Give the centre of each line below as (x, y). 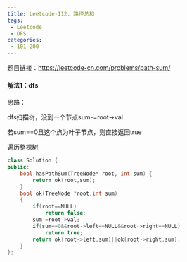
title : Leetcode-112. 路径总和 (51, 14)
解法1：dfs (23, 85)
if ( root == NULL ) (55, 207)
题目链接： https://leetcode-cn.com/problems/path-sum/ (89, 67)
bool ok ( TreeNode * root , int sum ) (69, 193)
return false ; (65, 213)
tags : (15, 20)
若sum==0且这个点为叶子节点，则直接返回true (75, 132)
